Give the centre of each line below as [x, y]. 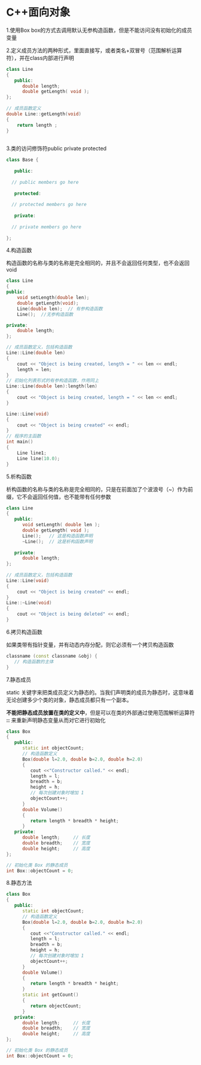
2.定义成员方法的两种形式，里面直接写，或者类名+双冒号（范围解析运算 [94, 50]
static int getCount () [50, 995]
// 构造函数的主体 [34, 661]
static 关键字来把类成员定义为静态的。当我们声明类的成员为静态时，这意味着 [100, 692]
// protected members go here [49, 205]
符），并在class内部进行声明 [40, 58]
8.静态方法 [19, 883]
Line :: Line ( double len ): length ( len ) [52, 386]
